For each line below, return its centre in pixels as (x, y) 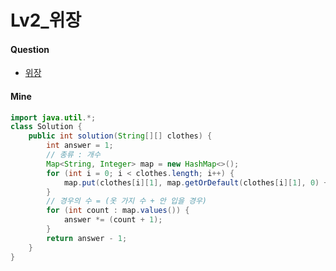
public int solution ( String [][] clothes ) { (120, 136)
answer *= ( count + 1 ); (113, 220)
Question (30, 49)
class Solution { (46, 127)
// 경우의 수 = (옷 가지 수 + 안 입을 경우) (127, 201)
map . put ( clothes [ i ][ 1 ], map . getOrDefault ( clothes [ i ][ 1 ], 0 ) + (196, 182)
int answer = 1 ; (80, 146)
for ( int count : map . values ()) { (118, 211)
